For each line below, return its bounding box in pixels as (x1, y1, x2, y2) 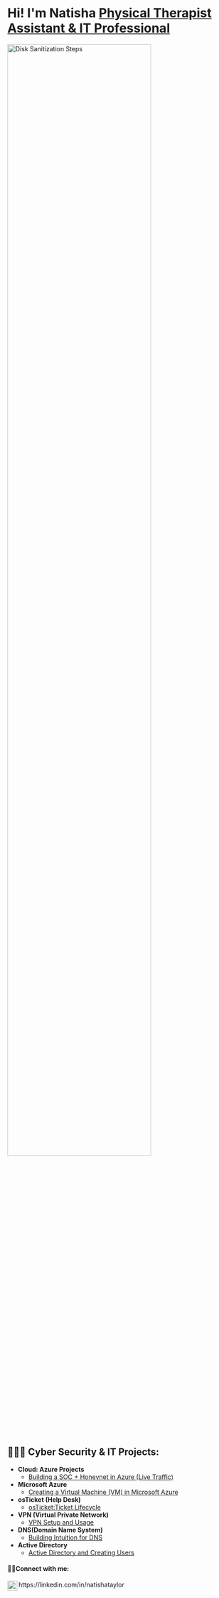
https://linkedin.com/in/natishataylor (18, 1580, 124, 1589)
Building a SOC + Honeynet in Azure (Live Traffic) (28, 1473, 174, 1481)
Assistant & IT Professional (7, 20, 171, 36)
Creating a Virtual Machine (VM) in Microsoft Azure (28, 1488, 179, 1496)
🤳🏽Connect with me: (7, 1565, 70, 1573)
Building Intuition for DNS (28, 1533, 103, 1542)
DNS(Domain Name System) (17, 1525, 103, 1534)
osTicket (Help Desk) (17, 1495, 81, 1504)
